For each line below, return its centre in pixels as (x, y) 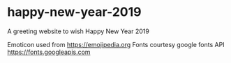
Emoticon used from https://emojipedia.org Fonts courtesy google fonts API (116, 44)
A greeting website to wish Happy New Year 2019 (79, 31)
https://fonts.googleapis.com (49, 52)
